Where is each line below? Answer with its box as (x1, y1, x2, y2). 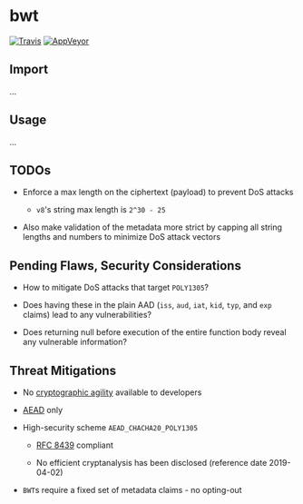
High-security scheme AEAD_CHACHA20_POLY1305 (22, 422, 198, 432)
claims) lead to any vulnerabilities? (22, 310, 152, 321)
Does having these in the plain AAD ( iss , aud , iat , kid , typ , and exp (22, 300, 272, 311)
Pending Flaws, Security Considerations (9, 258, 242, 273)
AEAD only (22, 405, 64, 415)
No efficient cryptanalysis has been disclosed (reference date (35, 458, 268, 468)
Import (9, 62, 48, 77)
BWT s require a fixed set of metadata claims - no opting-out (22, 485, 242, 495)
